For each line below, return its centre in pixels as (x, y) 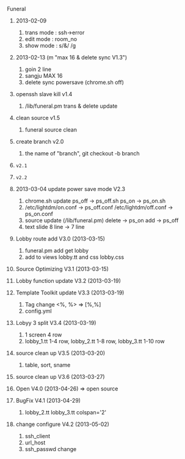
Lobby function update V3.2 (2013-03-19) (68, 281)
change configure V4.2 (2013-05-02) (62, 424)
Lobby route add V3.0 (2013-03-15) (60, 239)
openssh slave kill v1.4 (44, 94)
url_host (35, 442)
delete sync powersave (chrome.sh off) (74, 82)
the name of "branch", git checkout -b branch (82, 153)
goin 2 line (38, 69)
